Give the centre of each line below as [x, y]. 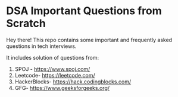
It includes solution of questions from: [53, 57]
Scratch [26, 23]
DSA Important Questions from [84, 11]
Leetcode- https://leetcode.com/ [55, 75]
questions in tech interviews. [41, 46]
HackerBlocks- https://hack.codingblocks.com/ [73, 82]
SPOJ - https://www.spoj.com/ [52, 69]
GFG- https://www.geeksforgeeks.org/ [62, 88]
